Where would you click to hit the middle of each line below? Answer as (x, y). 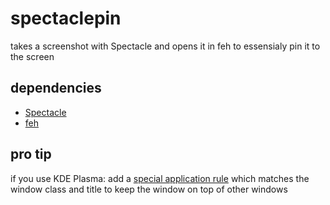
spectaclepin (66, 18)
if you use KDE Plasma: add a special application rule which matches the (160, 178)
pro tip (31, 154)
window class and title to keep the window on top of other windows (149, 189)
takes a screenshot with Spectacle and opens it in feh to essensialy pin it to (165, 46)
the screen (32, 56)
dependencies (56, 88)
